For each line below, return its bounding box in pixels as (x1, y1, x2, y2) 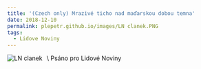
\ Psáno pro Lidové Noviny (46, 54, 122, 62)
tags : (7, 29, 23, 36)
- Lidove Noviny (13, 36, 60, 42)
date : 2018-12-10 (7, 16, 57, 23)
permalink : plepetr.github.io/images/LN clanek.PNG (7, 23, 158, 29)
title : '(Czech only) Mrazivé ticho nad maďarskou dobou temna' (7, 10, 195, 17)
